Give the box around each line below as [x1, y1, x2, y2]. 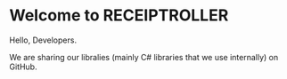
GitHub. [9, 61, 37, 72]
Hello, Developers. [9, 35, 78, 45]
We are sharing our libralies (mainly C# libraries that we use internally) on [9, 51, 279, 62]
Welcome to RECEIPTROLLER [9, 5, 229, 26]
